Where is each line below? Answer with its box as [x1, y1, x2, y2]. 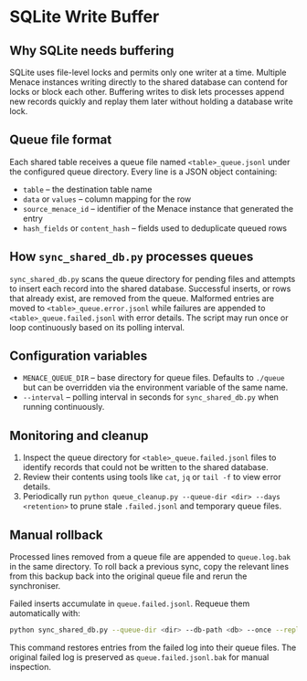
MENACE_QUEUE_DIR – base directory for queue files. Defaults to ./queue [22, 372, 285, 383]
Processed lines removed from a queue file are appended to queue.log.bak [9, 551, 291, 562]
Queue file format [9, 132, 112, 148]
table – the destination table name [22, 183, 153, 194]
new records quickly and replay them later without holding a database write [9, 96, 294, 107]
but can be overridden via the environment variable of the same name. [22, 382, 289, 393]
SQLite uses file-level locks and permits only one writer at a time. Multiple [9, 67, 287, 78]
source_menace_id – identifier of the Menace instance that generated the [22, 203, 294, 214]
